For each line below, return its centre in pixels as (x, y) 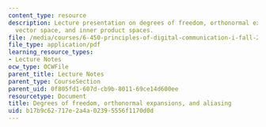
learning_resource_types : (51, 52)
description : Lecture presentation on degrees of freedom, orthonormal (129, 23)
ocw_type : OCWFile (38, 67)
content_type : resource (47, 15)
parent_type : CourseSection (55, 81)
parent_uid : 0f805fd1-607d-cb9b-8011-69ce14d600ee (93, 89)
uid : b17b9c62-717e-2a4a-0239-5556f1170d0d (81, 111)
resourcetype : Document (47, 96)
